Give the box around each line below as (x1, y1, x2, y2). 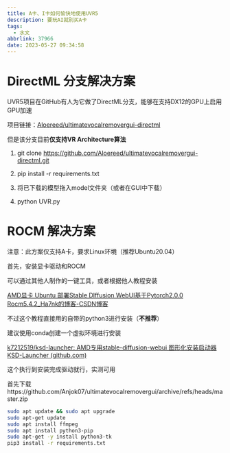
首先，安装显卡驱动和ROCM (7, 262, 86, 270)
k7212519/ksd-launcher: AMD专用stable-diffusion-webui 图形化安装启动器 (7, 343, 218, 352)
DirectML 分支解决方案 (7, 73, 136, 89)
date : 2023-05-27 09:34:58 (7, 42, 84, 49)
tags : (7, 23, 23, 29)
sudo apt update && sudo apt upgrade (7, 408, 115, 415)
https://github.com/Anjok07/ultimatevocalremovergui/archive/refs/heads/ (7, 387, 215, 395)
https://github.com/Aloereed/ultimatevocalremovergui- (43, 149, 198, 157)
